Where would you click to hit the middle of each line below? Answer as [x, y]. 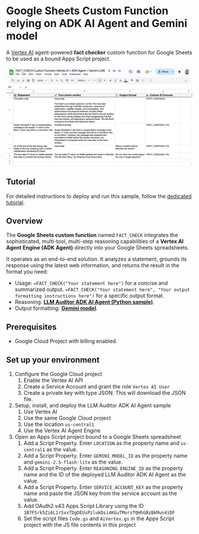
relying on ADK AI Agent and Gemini [97, 23]
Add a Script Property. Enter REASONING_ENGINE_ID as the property [103, 468]
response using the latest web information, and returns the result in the [93, 266]
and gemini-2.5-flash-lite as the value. [73, 462]
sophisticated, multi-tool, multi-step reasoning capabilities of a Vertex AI [95, 241]
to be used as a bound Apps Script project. [58, 59]
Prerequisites [31, 327]
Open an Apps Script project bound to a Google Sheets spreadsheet [98, 436]
